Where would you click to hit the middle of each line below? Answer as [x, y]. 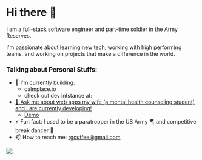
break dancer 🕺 [34, 130]
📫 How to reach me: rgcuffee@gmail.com [68, 137]
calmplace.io [40, 89]
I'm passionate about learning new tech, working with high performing [94, 47]
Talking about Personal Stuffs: [52, 69]
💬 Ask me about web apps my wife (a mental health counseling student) [105, 102]
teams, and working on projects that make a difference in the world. [91, 53]
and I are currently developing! [53, 108]
